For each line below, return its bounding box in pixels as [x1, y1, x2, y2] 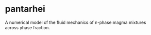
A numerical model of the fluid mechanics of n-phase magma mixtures [5, 19, 147, 25]
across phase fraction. [5, 24, 50, 30]
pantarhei [5, 3, 45, 15]
